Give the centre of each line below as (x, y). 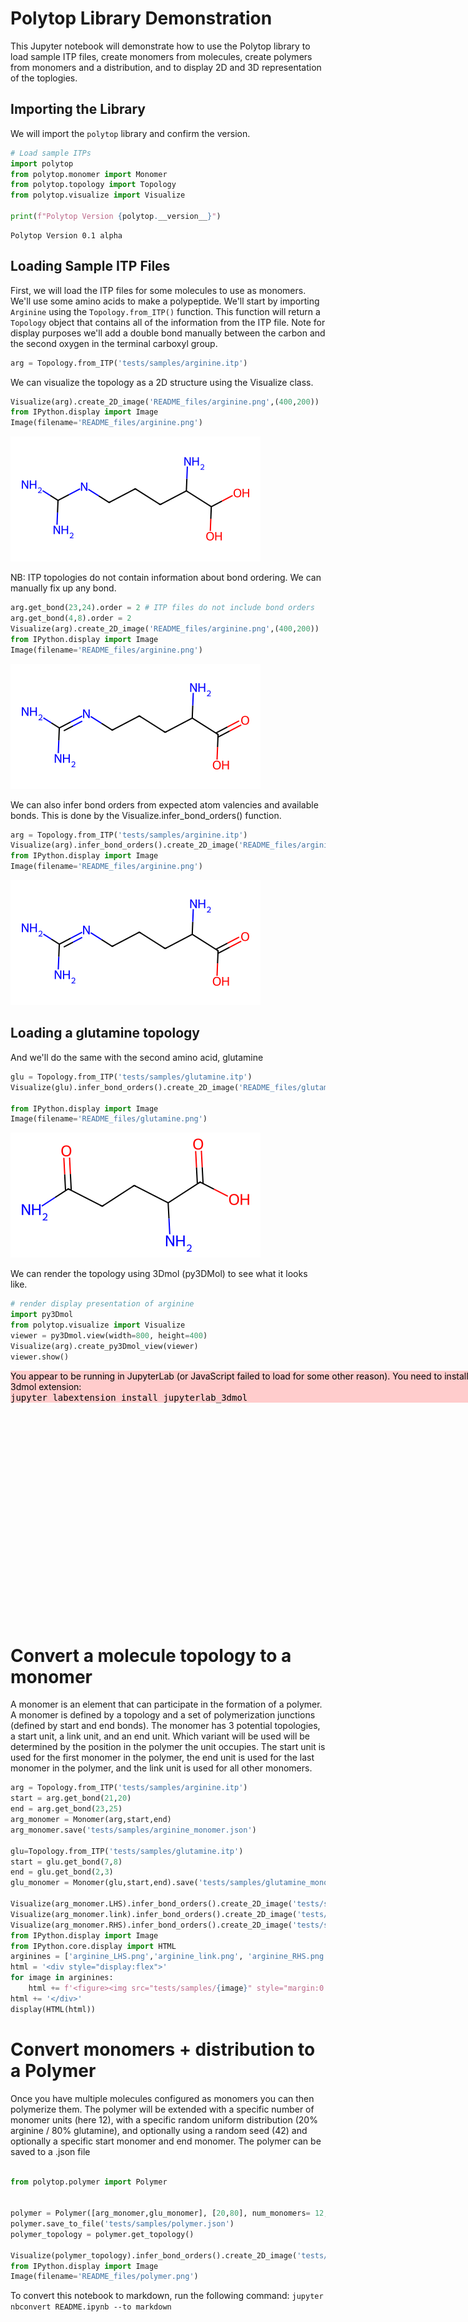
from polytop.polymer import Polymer (89, 2182)
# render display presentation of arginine (102, 1304)
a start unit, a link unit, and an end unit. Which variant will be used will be (160, 1736)
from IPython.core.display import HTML (93, 1946)
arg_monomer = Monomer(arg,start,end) (91, 1820)
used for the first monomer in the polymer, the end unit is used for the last (162, 1758)
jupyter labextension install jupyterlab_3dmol (129, 1397)
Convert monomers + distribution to (163, 2049)
